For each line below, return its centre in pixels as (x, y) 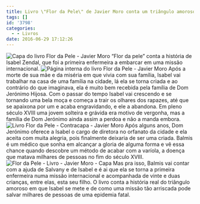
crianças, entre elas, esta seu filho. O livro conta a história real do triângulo (98, 182)
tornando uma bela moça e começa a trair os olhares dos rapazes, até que (98, 100)
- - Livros (25, 34)
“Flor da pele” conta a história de (151, 56)
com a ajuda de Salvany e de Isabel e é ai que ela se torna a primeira (90, 169)
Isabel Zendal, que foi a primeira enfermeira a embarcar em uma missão (94, 62)
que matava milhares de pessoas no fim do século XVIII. (75, 157)
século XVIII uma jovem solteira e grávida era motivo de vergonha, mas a (96, 113)
